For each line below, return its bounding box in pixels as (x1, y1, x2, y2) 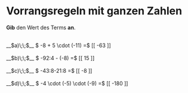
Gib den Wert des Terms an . (6, 24, 76, 31)
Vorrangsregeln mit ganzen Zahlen (6, 4, 183, 18)
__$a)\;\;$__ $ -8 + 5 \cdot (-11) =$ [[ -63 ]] (6, 42, 112, 49)
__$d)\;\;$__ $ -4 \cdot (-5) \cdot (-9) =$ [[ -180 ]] (6, 79, 128, 87)
